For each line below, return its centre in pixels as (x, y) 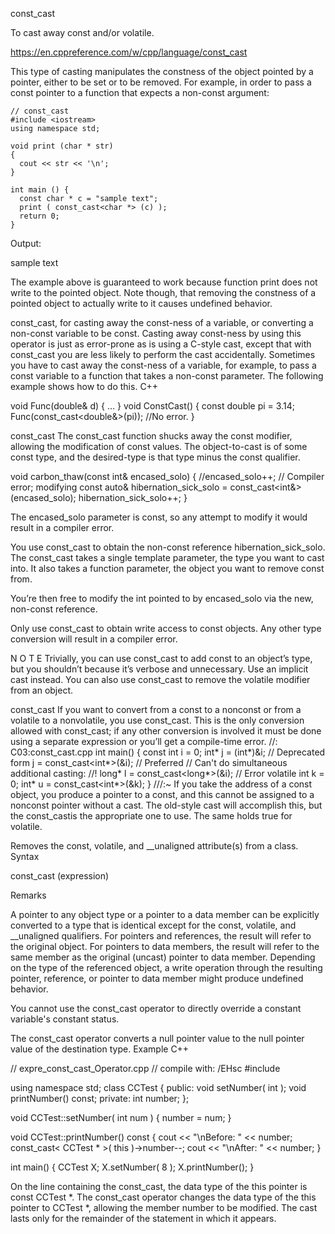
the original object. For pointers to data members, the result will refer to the (165, 946)
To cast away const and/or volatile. (82, 32)
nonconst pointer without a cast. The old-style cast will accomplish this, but (166, 805)
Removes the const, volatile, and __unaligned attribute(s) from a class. (154, 846)
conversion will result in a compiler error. (94, 639)
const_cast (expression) (60, 876)
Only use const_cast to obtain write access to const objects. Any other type (166, 628)
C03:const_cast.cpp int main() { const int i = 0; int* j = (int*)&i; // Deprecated (168, 752)
